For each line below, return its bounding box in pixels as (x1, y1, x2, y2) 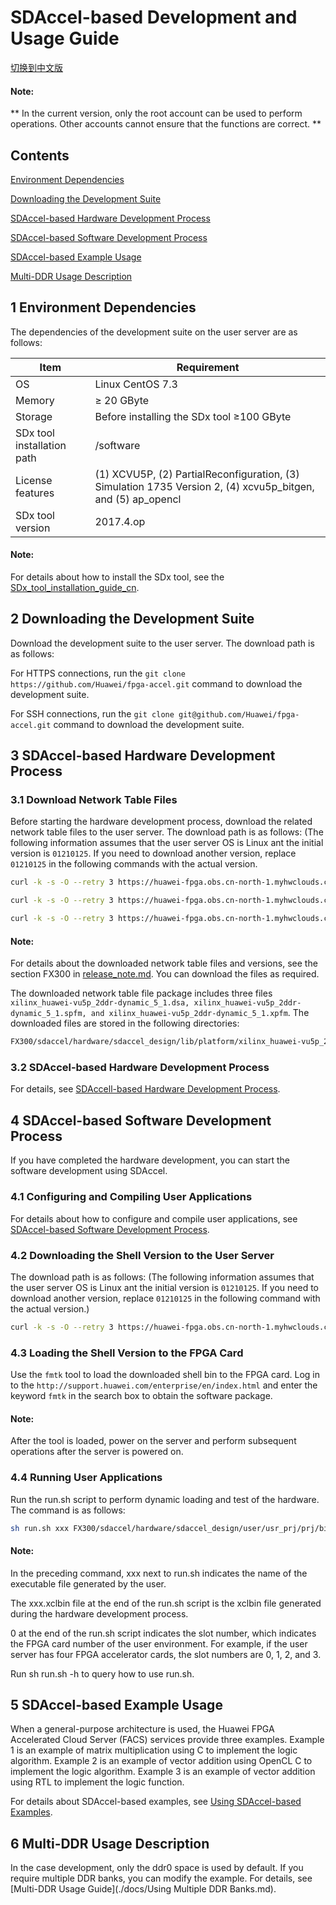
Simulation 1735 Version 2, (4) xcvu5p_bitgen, (94, 479, 315, 493)
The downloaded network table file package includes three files (10, 987, 273, 1000)
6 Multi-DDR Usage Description (10, 1835, 210, 1852)
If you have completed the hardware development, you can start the (10, 1154, 290, 1166)
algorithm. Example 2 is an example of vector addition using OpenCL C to (10, 1755, 313, 1767)
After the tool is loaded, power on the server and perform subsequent (10, 1435, 297, 1447)
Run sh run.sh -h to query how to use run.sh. (10, 1667, 195, 1680)
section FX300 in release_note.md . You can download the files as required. (10, 968, 320, 980)
